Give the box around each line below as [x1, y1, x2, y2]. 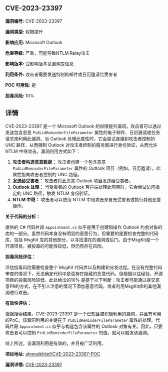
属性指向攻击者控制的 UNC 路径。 [12, 171, 82, 177]
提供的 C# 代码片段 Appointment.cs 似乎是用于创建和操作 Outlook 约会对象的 [5, 224, 162, 230]
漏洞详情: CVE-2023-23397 [5, 361, 62, 367]
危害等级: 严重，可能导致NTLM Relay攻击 [5, 50, 90, 56]
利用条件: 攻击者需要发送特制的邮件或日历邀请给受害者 [5, 71, 117, 77]
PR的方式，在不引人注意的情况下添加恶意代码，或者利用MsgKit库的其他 [9, 283, 157, 289]
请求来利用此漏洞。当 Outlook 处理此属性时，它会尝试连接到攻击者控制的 [5, 136, 155, 142]
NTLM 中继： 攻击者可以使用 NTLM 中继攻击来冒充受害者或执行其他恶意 [12, 196, 161, 202]
